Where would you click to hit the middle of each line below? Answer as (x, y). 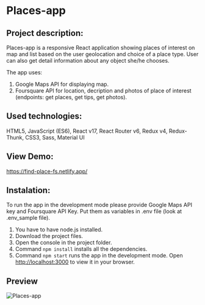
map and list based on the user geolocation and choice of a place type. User (103, 54)
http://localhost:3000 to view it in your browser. (75, 262)
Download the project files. (49, 236)
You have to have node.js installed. (59, 230)
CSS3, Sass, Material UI (55, 137)
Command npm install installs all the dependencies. (81, 249)
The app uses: (24, 72)
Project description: (45, 33)
